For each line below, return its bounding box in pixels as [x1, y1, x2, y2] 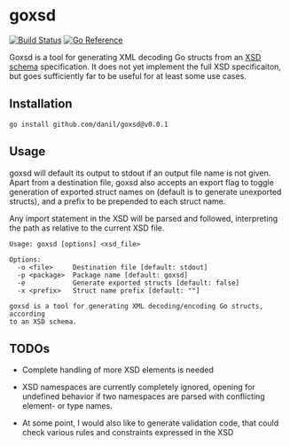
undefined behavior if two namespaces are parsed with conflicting [21, 391, 265, 402]
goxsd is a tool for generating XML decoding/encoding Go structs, [9, 301, 264, 310]
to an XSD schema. [9, 317, 77, 326]
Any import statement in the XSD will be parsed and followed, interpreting [9, 213, 278, 223]
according [9, 309, 46, 318]
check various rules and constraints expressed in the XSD [21, 427, 234, 438]
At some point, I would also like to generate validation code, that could [21, 418, 279, 428]
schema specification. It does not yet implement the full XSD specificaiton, [9, 61, 282, 72]
